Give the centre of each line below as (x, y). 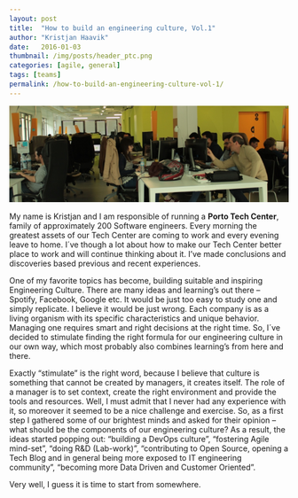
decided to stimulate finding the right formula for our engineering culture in (146, 337)
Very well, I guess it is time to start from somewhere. (105, 484)
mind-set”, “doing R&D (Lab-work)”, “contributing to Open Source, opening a (149, 448)
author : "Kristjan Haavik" (59, 37)
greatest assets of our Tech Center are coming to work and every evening (144, 235)
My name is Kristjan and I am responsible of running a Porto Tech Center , (144, 216)
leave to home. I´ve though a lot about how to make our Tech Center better (145, 245)
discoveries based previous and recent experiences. (105, 263)
